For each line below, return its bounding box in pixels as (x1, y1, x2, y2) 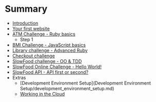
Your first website (12, 25, 50, 31)
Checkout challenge (12, 52, 55, 59)
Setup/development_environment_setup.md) (20, 85, 114, 91)
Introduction (12, 20, 39, 26)
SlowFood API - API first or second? (12, 69, 89, 75)
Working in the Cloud (20, 91, 65, 97)
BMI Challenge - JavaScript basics (12, 42, 86, 48)
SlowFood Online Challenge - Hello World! (12, 64, 102, 70)
